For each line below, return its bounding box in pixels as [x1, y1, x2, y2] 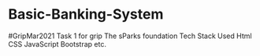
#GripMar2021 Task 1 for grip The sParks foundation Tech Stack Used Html [8, 31, 252, 40]
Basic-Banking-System [8, 5, 164, 23]
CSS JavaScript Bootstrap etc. [8, 39, 106, 48]
